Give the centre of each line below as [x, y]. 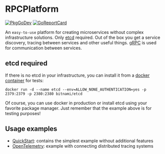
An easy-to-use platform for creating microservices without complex [74, 32]
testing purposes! [23, 113]
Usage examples [31, 129]
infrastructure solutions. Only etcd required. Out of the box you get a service [83, 37]
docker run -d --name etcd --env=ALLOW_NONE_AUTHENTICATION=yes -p [76, 90]
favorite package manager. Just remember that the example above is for [78, 108]
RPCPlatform [32, 9]
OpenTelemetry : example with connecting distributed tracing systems [83, 146]
